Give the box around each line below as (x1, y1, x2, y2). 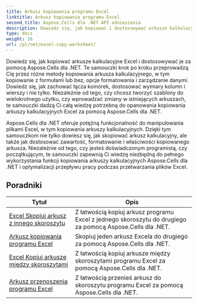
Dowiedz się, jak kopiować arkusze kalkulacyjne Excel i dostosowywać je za (6, 57, 192, 65)
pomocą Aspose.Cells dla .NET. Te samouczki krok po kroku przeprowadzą (6, 64, 189, 71)
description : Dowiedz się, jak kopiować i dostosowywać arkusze (6, 25, 167, 31)
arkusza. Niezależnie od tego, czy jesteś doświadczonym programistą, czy (6, 144, 187, 151)
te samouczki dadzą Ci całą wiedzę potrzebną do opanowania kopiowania (6, 102, 186, 109)
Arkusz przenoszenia (9, 277, 68, 285)
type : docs (6, 31, 33, 37)
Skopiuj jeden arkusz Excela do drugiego (75, 232, 188, 240)
